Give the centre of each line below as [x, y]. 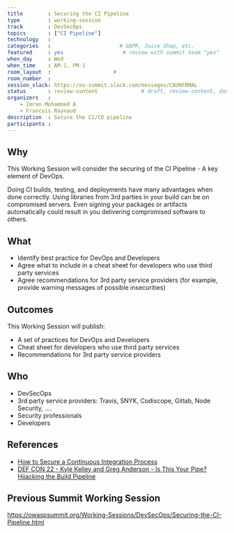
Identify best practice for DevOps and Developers [88, 258]
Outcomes [30, 310]
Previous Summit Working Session [84, 498]
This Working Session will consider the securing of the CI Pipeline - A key [112, 169]
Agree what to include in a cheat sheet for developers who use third [115, 265]
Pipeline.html [26, 523]
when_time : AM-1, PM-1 [46, 65]
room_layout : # [62, 72]
